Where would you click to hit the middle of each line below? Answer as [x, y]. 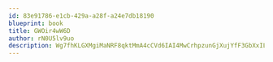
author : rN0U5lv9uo [41, 38]
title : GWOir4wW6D [39, 31]
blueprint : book [36, 23]
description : [30, 46]
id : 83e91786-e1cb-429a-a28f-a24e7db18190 [81, 16]
